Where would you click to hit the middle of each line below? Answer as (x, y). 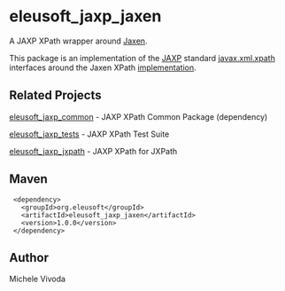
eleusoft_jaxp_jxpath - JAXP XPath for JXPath (93, 151)
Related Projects (55, 95)
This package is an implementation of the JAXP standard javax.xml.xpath (142, 58)
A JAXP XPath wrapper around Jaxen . (78, 41)
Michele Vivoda (38, 279)
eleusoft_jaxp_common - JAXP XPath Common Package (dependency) (139, 116)
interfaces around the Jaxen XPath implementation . (103, 67)
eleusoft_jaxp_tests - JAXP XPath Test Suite (89, 134)
